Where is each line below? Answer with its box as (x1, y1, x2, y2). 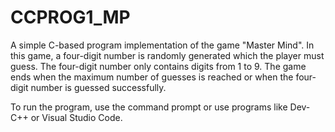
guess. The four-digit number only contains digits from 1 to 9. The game (10, 60, 307, 72)
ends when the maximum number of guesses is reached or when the (10, 71, 294, 83)
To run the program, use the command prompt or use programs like (10, 101, 288, 113)
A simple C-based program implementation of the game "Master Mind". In (10, 39, 315, 51)
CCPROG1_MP (10, 6, 131, 29)
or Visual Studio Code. (30, 111, 123, 123)
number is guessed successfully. (30, 81, 167, 93)
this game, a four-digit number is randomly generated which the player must (10, 49, 325, 61)
